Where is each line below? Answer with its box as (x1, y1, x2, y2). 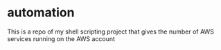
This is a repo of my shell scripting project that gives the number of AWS (7, 27, 215, 36)
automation (7, 5, 75, 21)
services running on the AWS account (7, 34, 116, 42)
